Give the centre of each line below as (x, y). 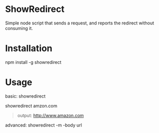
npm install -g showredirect (33, 62)
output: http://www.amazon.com (50, 115)
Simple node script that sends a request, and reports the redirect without (80, 23)
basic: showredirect (25, 96)
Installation (29, 49)
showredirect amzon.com (31, 106)
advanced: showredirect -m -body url (43, 125)
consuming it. (19, 28)
